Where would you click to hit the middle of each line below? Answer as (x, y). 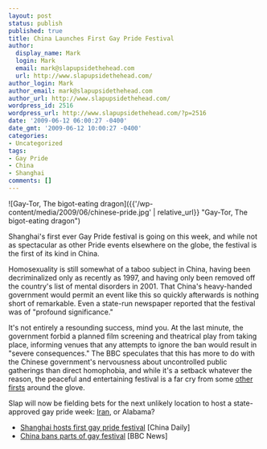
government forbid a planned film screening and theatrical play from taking (133, 336)
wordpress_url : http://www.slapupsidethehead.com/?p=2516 (107, 114)
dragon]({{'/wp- (127, 203)
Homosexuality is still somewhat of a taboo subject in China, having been (129, 269)
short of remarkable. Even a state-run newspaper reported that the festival (132, 303)
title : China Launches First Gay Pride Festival (91, 38)
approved (24, 411)
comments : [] (30, 181)
